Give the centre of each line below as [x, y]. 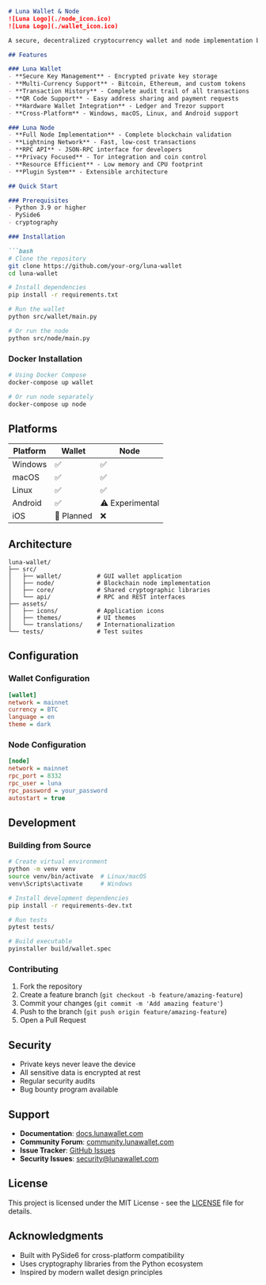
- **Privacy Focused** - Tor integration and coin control [108, 157]
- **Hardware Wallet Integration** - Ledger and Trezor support [116, 106]
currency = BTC [33, 709]
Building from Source [50, 845]
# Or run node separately [51, 396]
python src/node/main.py [49, 338]
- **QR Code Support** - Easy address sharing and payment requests [123, 98]
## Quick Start [33, 186]
